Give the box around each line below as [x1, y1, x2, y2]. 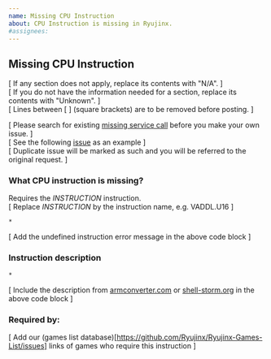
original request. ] [8, 155, 68, 165]
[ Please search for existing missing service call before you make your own [8, 120, 260, 130]
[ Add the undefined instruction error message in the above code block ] [8, 232, 251, 242]
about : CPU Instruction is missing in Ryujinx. [8, 19, 173, 28]
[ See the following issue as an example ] [8, 137, 146, 147]
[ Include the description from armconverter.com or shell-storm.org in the [8, 285, 255, 295]
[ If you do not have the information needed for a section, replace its [8, 87, 238, 97]
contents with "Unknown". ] [8, 96, 101, 106]
